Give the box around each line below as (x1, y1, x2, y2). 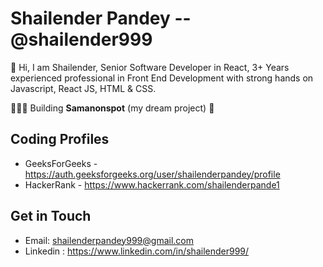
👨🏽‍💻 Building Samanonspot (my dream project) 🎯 (10, 102, 215, 114)
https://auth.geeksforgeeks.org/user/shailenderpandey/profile (24, 168, 281, 180)
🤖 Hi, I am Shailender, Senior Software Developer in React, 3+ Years (10, 61, 290, 73)
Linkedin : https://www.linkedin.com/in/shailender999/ (24, 245, 250, 257)
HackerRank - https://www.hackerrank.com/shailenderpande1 (24, 178, 280, 191)
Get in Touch (10, 208, 92, 225)
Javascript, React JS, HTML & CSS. (10, 82, 157, 94)
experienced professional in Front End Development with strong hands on (10, 72, 314, 84)
